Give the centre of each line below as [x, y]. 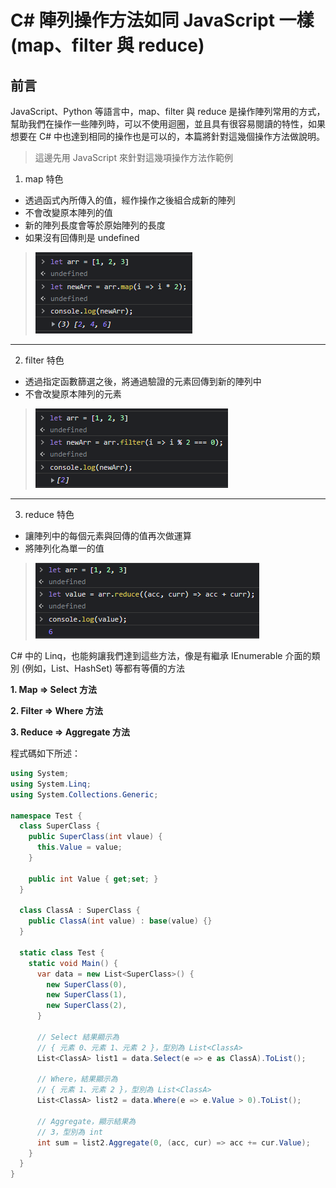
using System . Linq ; [51, 784]
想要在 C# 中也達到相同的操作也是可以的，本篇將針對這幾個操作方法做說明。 [167, 136]
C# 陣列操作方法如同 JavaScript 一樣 [162, 20]
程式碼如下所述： [45, 753]
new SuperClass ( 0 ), [87, 984]
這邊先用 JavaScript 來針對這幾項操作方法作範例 [133, 157]
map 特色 [44, 179]
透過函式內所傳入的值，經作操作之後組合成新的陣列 [130, 200]
